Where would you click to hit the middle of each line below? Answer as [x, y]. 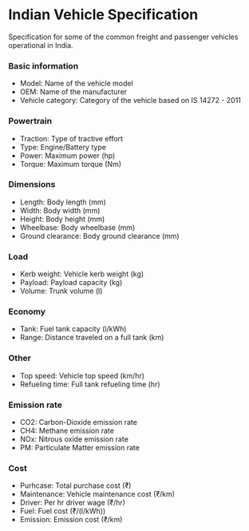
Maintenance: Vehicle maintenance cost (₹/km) [97, 494]
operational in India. [41, 45]
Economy [27, 311]
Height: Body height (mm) [62, 219]
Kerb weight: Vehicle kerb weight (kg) [82, 274]
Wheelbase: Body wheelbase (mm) [77, 227]
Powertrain [30, 121]
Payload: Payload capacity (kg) [71, 283]
